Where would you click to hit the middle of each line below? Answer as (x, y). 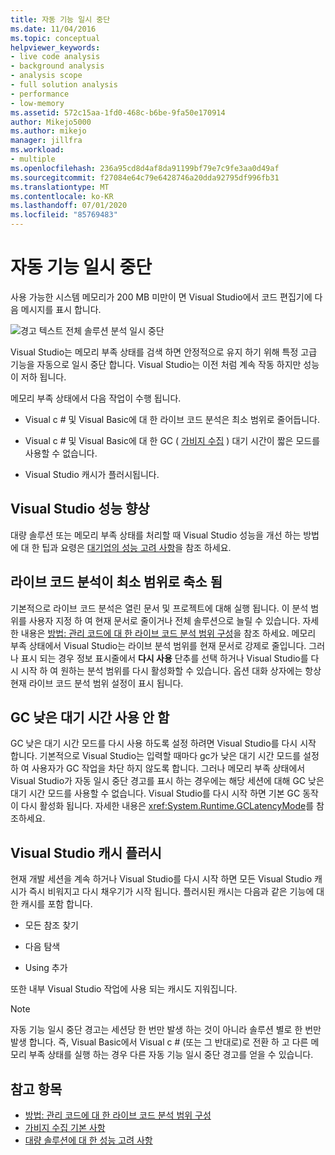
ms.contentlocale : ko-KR (62, 196)
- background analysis (57, 66)
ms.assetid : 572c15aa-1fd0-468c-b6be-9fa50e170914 (118, 112)
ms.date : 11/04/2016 (53, 29)
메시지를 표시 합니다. (61, 309)
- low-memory (37, 103)
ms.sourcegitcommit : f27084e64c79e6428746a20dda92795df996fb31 (145, 177)
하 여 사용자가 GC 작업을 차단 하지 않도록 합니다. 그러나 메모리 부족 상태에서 (158, 768)
